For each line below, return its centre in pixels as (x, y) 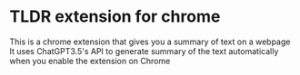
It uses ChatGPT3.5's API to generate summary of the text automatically (144, 51)
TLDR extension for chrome (115, 17)
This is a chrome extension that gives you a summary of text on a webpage (150, 42)
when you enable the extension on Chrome (90, 61)
